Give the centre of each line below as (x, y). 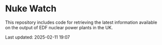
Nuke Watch (31, 9)
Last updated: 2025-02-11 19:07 (38, 37)
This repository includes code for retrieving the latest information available (81, 22)
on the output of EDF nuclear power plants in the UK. (59, 27)
